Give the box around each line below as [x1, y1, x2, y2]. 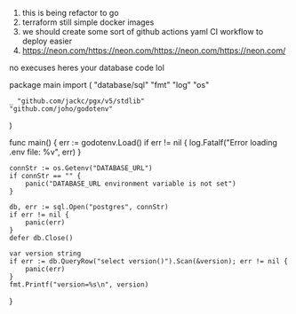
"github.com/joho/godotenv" [9, 105, 114, 114]
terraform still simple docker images [21, 17, 155, 27]
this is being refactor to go [21, 8, 119, 18]
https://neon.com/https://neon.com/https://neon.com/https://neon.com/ [21, 45, 286, 56]
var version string [9, 249, 82, 258]
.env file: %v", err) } [9, 146, 82, 157]
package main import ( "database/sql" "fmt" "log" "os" [9, 80, 210, 90]
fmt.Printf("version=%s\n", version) [9, 280, 149, 289]
